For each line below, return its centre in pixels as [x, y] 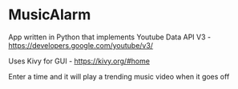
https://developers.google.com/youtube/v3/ [81, 45]
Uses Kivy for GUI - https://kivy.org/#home [79, 61]
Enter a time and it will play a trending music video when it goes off [119, 76]
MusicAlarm [50, 15]
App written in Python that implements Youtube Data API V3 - [109, 37]
